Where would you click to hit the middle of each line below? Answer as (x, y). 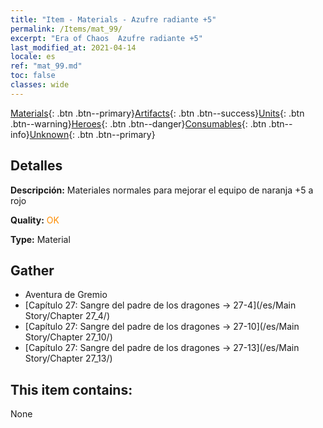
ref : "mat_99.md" (46, 66)
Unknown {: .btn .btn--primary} (92, 134)
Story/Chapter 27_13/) (68, 358)
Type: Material (40, 239)
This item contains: (71, 389)
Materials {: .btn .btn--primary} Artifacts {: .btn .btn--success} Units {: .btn (157, 113)
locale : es (33, 57)
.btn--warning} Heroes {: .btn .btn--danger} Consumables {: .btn (138, 123)
